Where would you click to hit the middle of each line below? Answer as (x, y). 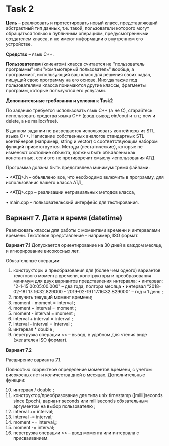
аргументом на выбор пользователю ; (54, 406)
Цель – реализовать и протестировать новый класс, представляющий (82, 23)
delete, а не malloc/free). (32, 121)
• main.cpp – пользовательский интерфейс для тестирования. (72, 202)
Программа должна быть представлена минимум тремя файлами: (78, 167)
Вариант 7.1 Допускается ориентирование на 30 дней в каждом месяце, (84, 245)
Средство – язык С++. (30, 54)
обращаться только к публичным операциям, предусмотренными (77, 33)
